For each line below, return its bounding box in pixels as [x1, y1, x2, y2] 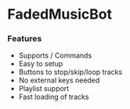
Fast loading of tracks [18, 92, 89, 102]
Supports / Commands [18, 51, 92, 60]
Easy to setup [18, 59, 63, 69]
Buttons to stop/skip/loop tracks [18, 68, 123, 77]
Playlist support [18, 84, 70, 93]
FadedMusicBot [7, 5, 113, 23]
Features [7, 33, 42, 44]
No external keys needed [18, 76, 100, 85]
